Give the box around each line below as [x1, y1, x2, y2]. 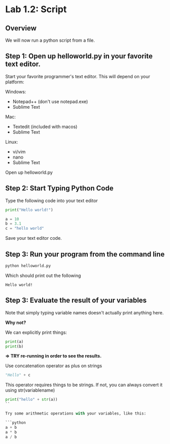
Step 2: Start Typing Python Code [5, 184, 114, 193]
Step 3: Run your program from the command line [5, 250, 165, 259]
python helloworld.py [5, 263, 51, 268]
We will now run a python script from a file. [5, 37, 95, 43]
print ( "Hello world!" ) [5, 207, 53, 212]
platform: [5, 79, 24, 85]
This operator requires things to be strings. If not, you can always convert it [5, 382, 163, 388]
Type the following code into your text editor [5, 197, 98, 204]
